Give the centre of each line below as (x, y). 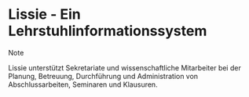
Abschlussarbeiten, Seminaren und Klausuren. (83, 84)
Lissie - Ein (44, 14)
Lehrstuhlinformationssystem (108, 31)
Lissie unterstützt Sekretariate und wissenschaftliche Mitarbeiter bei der (124, 67)
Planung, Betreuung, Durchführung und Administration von (103, 76)
